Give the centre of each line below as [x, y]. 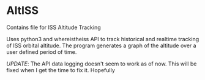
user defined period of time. [42, 52]
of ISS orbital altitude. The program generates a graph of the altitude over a [102, 45]
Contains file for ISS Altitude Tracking [54, 27]
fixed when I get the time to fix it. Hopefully [61, 70]
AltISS [22, 11]
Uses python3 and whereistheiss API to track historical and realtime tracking [103, 39]
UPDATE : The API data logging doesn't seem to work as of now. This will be [102, 64]
